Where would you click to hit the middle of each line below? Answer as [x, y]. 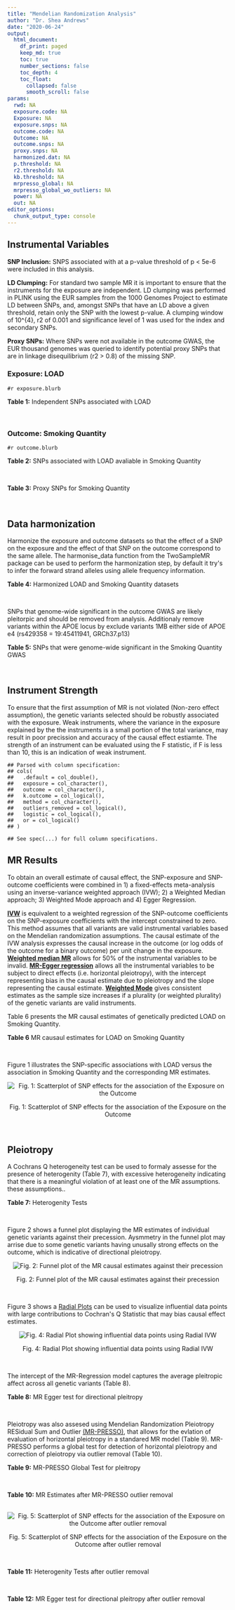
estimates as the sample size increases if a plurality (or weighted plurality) [114, 995]
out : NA [25, 203]
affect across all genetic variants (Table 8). [69, 1383]
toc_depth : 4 [39, 72]
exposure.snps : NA [41, 125]
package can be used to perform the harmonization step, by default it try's [115, 563]
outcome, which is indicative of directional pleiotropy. [85, 1252]
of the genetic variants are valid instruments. [72, 1003]
